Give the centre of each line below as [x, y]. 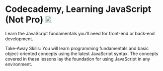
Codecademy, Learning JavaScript [78, 9]
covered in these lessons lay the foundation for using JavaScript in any [78, 59]
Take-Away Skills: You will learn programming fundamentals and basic [77, 48]
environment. [19, 64]
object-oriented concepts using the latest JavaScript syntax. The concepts [82, 54]
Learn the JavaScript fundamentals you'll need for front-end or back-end [80, 33]
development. [19, 39]
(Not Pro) [24, 20]
